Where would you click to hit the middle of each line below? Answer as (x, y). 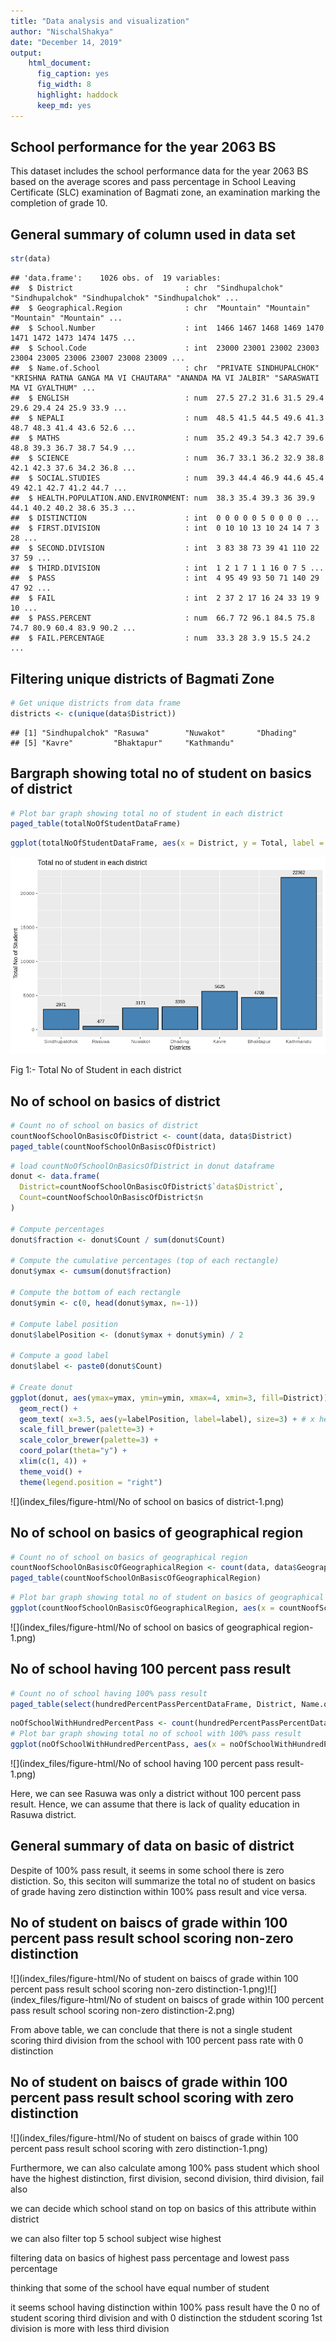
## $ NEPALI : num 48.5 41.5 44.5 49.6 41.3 (167, 418)
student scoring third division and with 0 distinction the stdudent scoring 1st (166, 2317)
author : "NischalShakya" (62, 31)
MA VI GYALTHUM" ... (53, 388)
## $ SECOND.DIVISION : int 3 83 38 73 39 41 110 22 (165, 548)
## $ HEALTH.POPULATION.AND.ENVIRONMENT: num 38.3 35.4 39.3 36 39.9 (162, 498)
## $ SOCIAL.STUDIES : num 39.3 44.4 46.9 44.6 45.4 (167, 478)
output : (26, 53)
